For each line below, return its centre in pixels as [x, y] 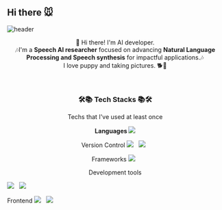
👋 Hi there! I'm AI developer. [115, 42]
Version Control [103, 145]
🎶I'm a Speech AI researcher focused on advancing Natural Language [115, 49]
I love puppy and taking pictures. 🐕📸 [115, 65]
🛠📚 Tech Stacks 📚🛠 [115, 99]
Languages [111, 131]
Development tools [115, 172]
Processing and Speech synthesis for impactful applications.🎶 [115, 57]
